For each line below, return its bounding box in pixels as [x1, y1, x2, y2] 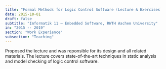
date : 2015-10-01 [5, 12, 41, 17]
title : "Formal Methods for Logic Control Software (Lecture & [5, 7, 138, 12]
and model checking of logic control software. [5, 58, 99, 64]
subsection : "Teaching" [5, 35, 54, 40]
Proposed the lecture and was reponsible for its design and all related [5, 47, 147, 54]
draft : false [5, 16, 32, 21]
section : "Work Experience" [5, 30, 63, 35]
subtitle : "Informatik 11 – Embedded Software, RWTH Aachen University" [5, 21, 158, 26]
